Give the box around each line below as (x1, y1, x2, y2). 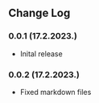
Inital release (19, 48, 63, 59)
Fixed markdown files (19, 87, 92, 97)
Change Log (8, 6, 71, 20)
